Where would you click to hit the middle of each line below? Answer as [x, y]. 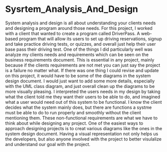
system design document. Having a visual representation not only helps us [82, 134]
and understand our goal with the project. [48, 144]
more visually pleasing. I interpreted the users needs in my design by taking [83, 91]
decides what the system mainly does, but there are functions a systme [79, 107]
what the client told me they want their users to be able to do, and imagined [83, 97]
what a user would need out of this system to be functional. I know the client [83, 102]
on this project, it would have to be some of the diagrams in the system [78, 76]
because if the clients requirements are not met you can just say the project [83, 65]
